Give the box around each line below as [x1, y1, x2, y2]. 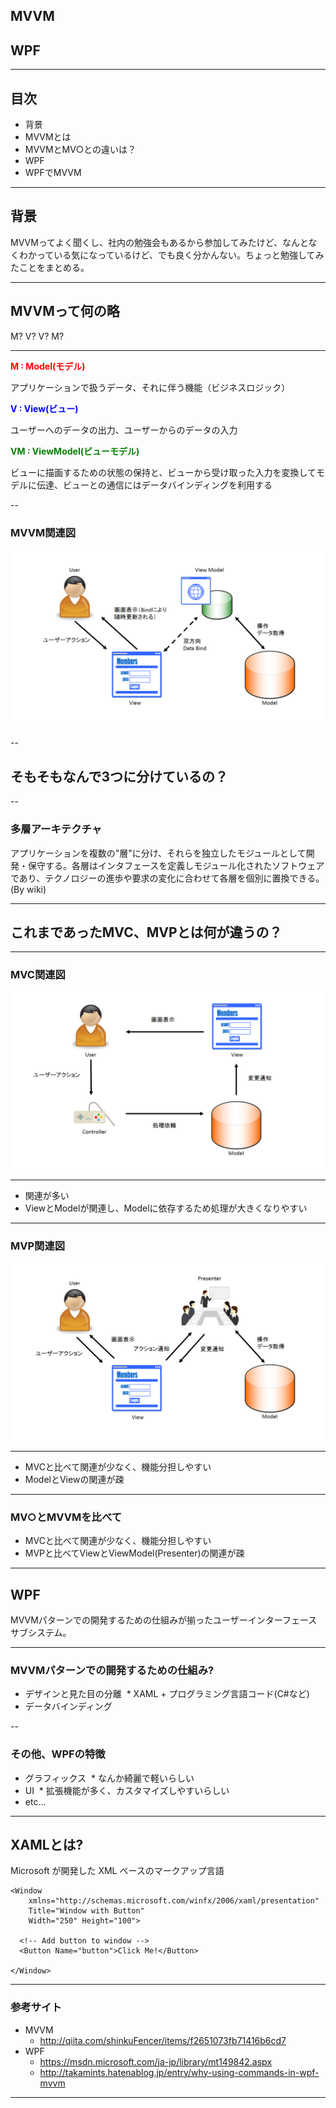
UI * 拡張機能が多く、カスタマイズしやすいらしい [24, 1784, 230, 1796]
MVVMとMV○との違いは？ [24, 144, 137, 156]
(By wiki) [10, 883, 47, 895]
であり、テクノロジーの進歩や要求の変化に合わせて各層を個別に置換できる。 [10, 872, 325, 884]
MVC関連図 [10, 968, 66, 982]
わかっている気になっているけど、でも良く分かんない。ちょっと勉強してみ [18, 249, 325, 261]
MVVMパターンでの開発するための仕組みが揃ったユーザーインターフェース [10, 1614, 318, 1626]
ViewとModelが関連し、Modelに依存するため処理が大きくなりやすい [24, 1202, 308, 1214]
